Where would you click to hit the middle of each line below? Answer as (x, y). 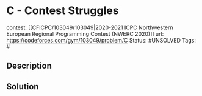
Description (29, 66)
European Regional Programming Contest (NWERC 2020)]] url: (85, 33)
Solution (23, 87)
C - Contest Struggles (63, 11)
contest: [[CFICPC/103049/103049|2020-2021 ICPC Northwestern (90, 27)
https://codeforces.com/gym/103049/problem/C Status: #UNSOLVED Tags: (101, 40)
